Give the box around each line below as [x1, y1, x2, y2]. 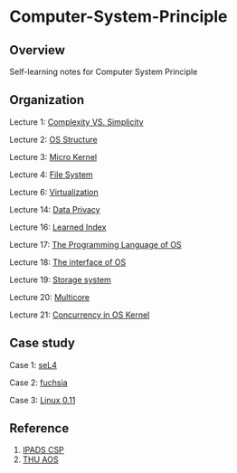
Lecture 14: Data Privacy [9, 203, 101, 214]
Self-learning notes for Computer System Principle [9, 66, 198, 77]
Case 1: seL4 [9, 359, 57, 370]
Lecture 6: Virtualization [9, 186, 100, 197]
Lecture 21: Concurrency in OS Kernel [9, 309, 150, 320]
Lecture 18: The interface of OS [9, 256, 127, 268]
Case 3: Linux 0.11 [9, 394, 76, 405]
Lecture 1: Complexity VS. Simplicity [9, 116, 144, 128]
